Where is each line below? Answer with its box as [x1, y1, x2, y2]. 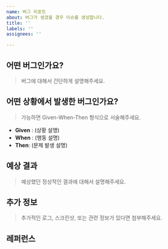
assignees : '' [6, 31, 42, 37]
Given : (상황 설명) [14, 126, 60, 134]
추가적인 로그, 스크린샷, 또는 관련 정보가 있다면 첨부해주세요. [20, 214, 163, 221]
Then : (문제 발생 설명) [14, 141, 68, 149]
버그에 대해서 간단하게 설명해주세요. [20, 77, 105, 84]
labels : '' [6, 25, 34, 32]
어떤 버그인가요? [6, 60, 64, 70]
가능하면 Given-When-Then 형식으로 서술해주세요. [20, 114, 142, 121]
